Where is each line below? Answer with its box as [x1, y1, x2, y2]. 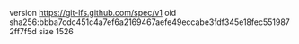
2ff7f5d [9, 26, 38, 36]
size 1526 [39, 26, 74, 36]
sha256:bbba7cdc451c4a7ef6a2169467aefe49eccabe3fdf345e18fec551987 [9, 17, 290, 27]
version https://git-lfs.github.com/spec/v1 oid [9, 8, 177, 18]
